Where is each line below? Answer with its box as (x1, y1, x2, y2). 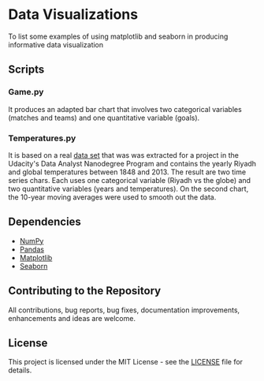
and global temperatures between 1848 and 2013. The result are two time (8, 167, 247, 177)
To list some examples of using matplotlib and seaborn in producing (8, 32, 229, 41)
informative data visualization (8, 39, 104, 49)
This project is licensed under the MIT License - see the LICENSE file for (8, 357, 243, 367)
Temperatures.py (8, 133, 76, 144)
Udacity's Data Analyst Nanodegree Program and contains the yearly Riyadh (8, 159, 257, 168)
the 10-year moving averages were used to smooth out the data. (8, 192, 217, 202)
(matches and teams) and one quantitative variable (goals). (8, 113, 200, 122)
